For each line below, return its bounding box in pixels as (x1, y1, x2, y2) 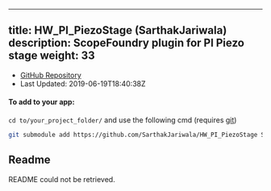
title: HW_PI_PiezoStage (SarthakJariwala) (8, 23, 227, 37)
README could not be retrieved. (8, 174, 115, 184)
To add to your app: (8, 98, 75, 107)
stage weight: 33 (8, 49, 95, 63)
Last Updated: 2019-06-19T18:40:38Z (19, 78, 147, 89)
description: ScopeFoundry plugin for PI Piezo (8, 36, 244, 50)
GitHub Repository (19, 70, 82, 80)
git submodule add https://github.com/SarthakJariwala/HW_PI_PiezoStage (8, 131, 258, 139)
